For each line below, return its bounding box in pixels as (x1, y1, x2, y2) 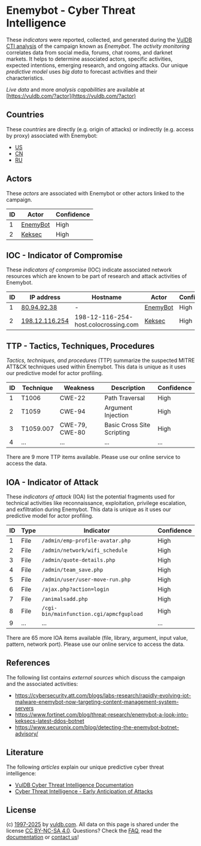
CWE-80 (59, 428, 86, 437)
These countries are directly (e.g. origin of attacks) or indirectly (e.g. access (6, 125, 194, 132)
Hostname (92, 293, 122, 301)
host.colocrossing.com (74, 321, 139, 329)
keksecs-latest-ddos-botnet (14, 717, 85, 724)
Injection (104, 411, 129, 419)
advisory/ (14, 730, 38, 737)
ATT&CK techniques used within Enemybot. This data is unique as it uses (6, 363, 187, 370)
